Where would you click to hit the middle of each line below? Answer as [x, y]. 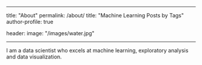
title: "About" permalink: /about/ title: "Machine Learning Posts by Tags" [95, 15]
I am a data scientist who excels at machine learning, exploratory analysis [97, 50]
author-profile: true [30, 22]
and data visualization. [34, 57]
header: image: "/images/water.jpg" [50, 33]
